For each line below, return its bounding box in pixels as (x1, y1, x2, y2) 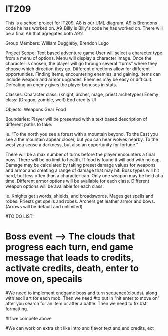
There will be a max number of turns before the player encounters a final (5, 151, 155, 157)
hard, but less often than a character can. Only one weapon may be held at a (5, 172, 163, 178)
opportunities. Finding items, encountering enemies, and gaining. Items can (5, 71, 161, 77)
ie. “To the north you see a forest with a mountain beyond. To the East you (5, 131, 158, 137)
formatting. (5, 306, 29, 312)
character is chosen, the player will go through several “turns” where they (5, 60, 158, 66)
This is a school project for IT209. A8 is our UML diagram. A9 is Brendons (5, 20, 158, 26)
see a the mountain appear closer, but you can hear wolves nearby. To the (5, 136, 159, 142)
